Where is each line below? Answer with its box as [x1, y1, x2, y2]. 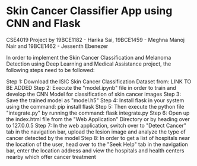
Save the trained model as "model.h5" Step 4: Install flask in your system [6, 96, 185, 104]
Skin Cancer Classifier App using [6, 4, 173, 18]
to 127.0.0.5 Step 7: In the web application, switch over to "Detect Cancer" [6, 122, 187, 129]
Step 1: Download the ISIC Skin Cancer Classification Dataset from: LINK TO [6, 78, 192, 85]
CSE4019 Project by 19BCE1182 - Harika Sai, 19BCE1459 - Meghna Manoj [6, 36, 185, 43]
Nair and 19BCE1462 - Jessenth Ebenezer [6, 43, 109, 50]
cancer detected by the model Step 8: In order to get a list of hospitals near [6, 134, 190, 141]
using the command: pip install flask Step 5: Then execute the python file [6, 103, 185, 110]
